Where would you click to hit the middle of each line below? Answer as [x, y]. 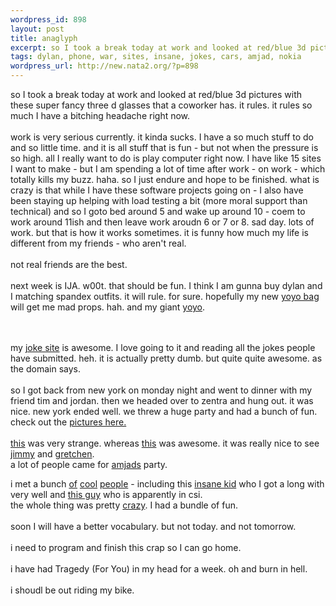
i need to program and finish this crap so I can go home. [126, 547]
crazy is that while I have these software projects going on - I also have [157, 190]
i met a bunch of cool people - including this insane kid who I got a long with [167, 484]
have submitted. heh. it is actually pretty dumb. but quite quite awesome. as [166, 358]
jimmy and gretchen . [52, 454]
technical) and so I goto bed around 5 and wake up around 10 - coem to [158, 211]
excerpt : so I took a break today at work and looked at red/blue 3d [158, 47]
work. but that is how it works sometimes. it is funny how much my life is [159, 232]
